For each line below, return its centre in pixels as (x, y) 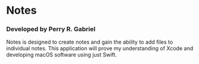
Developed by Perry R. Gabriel (51, 29)
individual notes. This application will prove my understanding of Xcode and (100, 48)
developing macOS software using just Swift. (61, 55)
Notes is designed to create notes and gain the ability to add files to (90, 42)
